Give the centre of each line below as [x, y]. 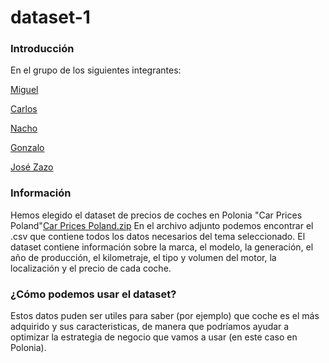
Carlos [24, 109]
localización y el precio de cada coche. [91, 268]
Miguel [24, 90]
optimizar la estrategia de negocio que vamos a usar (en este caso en [154, 337]
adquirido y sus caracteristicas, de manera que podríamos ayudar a [150, 327]
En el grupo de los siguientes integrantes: [96, 70]
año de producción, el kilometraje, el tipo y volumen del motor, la [143, 257]
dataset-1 [50, 17]
